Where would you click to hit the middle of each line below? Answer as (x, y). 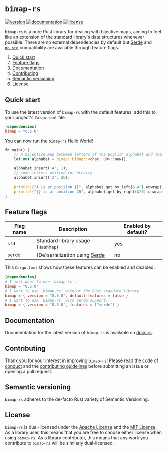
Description (73, 229)
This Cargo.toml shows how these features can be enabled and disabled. (80, 267)
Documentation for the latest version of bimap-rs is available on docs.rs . (79, 333)
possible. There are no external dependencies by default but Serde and (79, 42)
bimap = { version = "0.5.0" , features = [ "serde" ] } (62, 305)
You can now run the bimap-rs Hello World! (49, 141)
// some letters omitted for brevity (53, 173)
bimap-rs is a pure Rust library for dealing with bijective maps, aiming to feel (83, 31)
